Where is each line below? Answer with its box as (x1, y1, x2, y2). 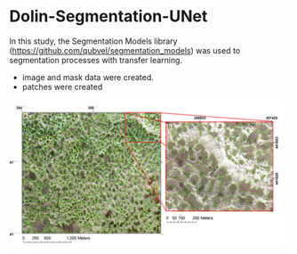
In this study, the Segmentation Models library (9, 36, 178, 46)
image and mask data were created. (21, 71, 154, 82)
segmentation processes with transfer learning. (9, 54, 183, 65)
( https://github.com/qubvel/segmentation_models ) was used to (9, 45, 241, 55)
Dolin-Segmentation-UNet (9, 6, 208, 27)
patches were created (21, 81, 103, 92)
